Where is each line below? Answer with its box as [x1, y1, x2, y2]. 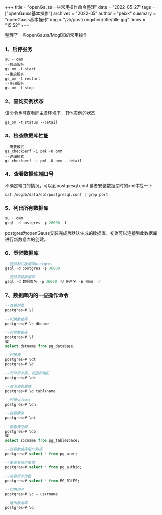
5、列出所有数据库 [5, 205, 49, 212]
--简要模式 [5, 144, 24, 149]
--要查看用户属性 [5, 461, 35, 465]
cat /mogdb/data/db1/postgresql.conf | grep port [5, 192, 109, 197]
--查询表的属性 [5, 384, 32, 389]
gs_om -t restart [5, 76, 41, 81]
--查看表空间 [5, 424, 28, 429]
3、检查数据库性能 [5, 132, 49, 139]
